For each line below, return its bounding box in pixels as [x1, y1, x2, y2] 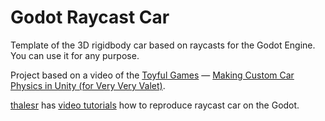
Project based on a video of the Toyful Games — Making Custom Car [10, 69, 295, 81]
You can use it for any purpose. [10, 49, 140, 61]
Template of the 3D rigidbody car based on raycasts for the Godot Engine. [10, 39, 316, 51]
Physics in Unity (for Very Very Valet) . [10, 79, 166, 91]
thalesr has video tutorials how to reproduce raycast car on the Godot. [10, 99, 300, 111]
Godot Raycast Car [10, 6, 170, 29]
